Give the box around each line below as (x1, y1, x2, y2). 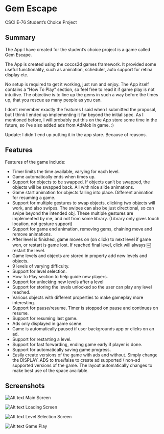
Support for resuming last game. (12, 315, 78, 321)
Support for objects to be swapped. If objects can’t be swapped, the (12, 179, 150, 185)
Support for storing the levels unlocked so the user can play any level (12, 284, 152, 290)
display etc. (5, 72, 28, 78)
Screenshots (5, 381, 45, 390)
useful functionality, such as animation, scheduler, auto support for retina (5, 66, 153, 72)
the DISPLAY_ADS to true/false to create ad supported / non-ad (12, 357, 141, 363)
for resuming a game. (12, 195, 56, 201)
